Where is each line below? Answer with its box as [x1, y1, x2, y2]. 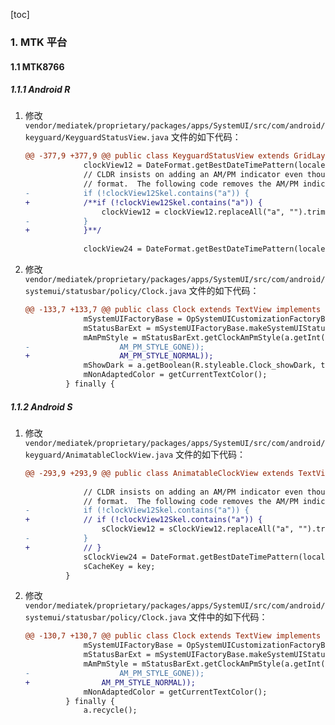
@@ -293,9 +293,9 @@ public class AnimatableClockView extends [24, 468, 295, 478]
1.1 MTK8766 [10, 60, 65, 73]
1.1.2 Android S [10, 400, 73, 413]
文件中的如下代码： [188, 611, 268, 623]
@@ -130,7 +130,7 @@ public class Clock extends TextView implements [24, 631, 322, 641]
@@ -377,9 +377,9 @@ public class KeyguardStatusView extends [24, 151, 290, 161]
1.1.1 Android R [10, 84, 71, 96]
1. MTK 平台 [10, 35, 68, 49]
